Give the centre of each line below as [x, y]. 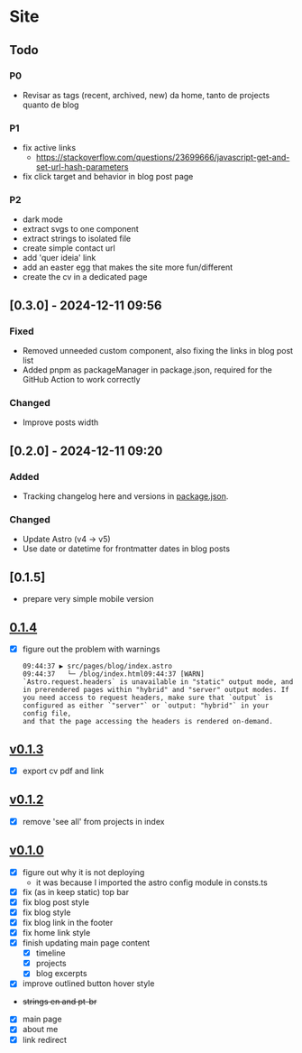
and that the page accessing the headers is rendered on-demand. [147, 722]
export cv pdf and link [63, 771]
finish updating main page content [86, 943]
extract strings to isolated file [77, 239]
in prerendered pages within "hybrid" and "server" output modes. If [156, 690]
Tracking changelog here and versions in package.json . [125, 496]
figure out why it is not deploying [83, 872]
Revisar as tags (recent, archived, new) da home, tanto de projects [146, 95]
